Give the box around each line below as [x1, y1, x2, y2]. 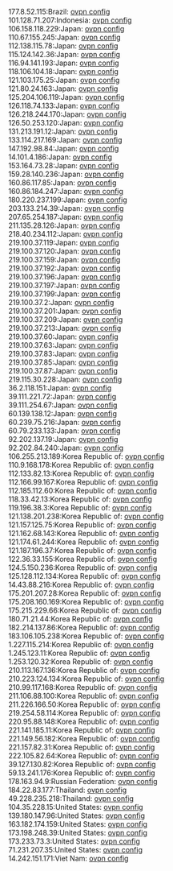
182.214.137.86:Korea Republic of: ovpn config [8, 623, 160, 632]
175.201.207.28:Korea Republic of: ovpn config [8, 588, 162, 598]
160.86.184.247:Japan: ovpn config [8, 187, 124, 196]
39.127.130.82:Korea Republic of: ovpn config [8, 760, 156, 769]
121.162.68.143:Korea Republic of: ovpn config [8, 529, 159, 538]
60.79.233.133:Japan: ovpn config [8, 426, 121, 435]
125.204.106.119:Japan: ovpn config [8, 93, 125, 101]
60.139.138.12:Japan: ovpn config [8, 409, 118, 418]
